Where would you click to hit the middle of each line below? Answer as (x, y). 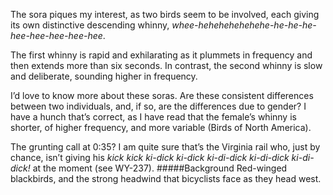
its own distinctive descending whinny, (90, 25)
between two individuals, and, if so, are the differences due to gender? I (158, 106)
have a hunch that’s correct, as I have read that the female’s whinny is (153, 117)
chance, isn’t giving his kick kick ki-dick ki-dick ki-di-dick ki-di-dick (150, 157)
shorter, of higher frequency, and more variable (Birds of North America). (161, 127)
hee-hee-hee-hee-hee (56, 35)
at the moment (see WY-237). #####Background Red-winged (160, 168)
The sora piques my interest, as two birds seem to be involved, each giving (165, 14)
